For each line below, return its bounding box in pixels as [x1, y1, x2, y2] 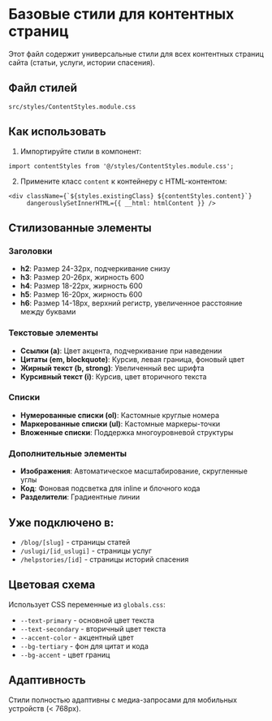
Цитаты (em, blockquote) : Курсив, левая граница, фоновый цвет [19, 354, 245, 364]
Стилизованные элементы [8, 221, 152, 235]
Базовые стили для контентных [8, 5, 235, 24]
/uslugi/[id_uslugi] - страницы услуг [19, 546, 152, 555]
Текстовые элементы [8, 327, 99, 339]
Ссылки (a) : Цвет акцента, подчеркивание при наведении [19, 346, 222, 356]
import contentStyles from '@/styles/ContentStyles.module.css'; [8, 162, 234, 171]
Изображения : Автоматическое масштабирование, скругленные [19, 466, 248, 476]
